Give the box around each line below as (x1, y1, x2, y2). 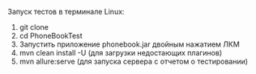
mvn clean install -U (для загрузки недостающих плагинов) (19, 48, 223, 57)
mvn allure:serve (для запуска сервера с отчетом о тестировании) (19, 56, 249, 66)
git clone (19, 23, 49, 31)
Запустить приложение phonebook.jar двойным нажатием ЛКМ (19, 39, 240, 49)
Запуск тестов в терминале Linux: (7, 7, 125, 16)
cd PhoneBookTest (19, 31, 83, 40)
